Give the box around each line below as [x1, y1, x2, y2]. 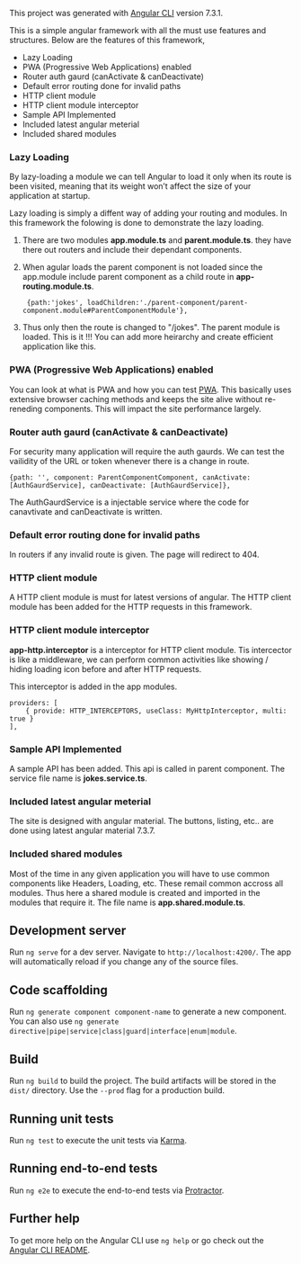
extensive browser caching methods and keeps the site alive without [9, 393, 263, 404]
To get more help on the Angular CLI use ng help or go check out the [9, 1234, 264, 1245]
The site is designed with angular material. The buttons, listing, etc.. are [9, 816, 274, 827]
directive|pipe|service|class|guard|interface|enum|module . [9, 1026, 237, 1036]
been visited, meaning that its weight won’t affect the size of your [9, 181, 252, 192]
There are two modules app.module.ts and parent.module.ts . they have [22, 235, 292, 246]
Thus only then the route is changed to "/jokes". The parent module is [22, 322, 280, 333]
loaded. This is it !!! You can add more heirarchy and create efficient [22, 332, 274, 343]
